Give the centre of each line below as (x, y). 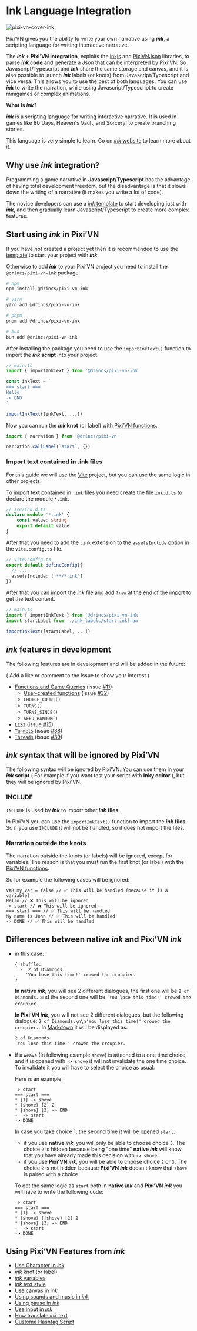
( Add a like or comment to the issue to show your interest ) (78, 675)
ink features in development (59, 650)
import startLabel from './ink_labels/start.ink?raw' (74, 621)
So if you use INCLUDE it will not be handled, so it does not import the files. (95, 827)
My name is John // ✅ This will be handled (61, 916)
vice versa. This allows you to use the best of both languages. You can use (97, 81)
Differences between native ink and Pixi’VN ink (94, 940)
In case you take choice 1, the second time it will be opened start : (95, 1131)
